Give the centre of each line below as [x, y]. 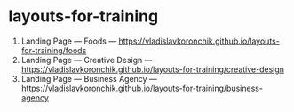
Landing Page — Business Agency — [89, 78]
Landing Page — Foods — [69, 41]
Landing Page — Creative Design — [87, 60]
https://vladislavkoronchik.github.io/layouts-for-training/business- [142, 88]
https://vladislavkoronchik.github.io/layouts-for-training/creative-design [153, 69]
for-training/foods [54, 50]
